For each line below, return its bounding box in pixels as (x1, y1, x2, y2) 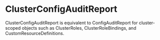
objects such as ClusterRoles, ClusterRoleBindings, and (22, 25, 136, 31)
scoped (5, 25, 21, 31)
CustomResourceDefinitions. (5, 30, 64, 36)
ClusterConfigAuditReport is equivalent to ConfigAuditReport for (5, 20, 138, 26)
